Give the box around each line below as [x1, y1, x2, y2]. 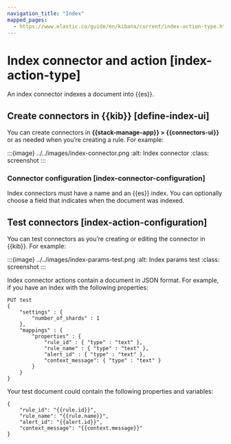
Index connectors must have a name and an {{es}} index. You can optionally [7, 189, 222, 197]
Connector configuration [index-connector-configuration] [7, 174, 206, 183]
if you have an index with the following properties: [7, 283, 149, 292]
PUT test [7, 297, 32, 304]
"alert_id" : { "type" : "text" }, [43, 351, 146, 359]
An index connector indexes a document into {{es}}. [7, 90, 155, 99]
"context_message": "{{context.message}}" [19, 425, 143, 432]
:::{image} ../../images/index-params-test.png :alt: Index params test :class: [7, 256, 220, 264]
